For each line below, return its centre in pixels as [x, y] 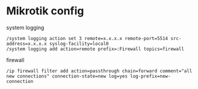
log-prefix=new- [150, 76]
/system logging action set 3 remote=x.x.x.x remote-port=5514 [87, 38]
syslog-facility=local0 [79, 44]
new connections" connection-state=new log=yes [67, 76]
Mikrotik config [45, 11]
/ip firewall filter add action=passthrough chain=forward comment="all [99, 71]
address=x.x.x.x [26, 44]
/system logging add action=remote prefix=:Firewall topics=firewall [95, 49]
